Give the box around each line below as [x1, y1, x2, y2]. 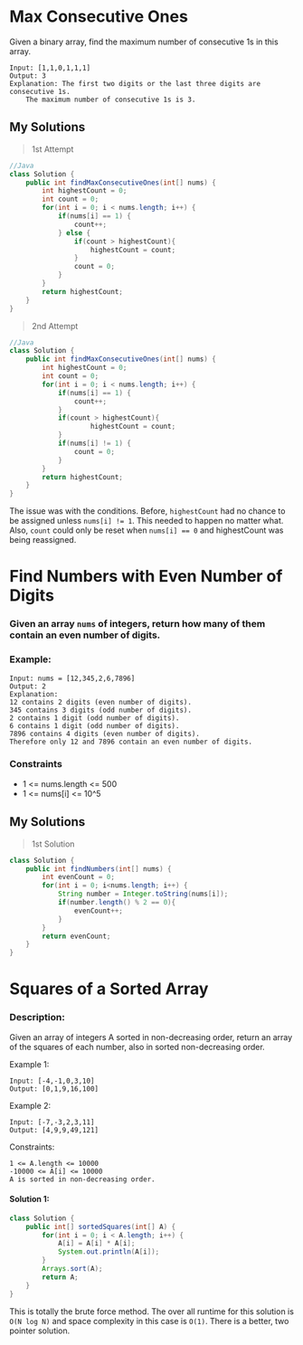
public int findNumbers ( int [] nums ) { [25, 864, 172, 874]
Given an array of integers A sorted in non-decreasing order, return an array [9, 1031, 293, 1042]
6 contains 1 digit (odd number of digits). [9, 721, 180, 730]
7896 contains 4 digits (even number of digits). [9, 729, 201, 738]
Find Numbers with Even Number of [9, 566, 283, 587]
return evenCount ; [42, 932, 111, 941]
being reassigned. [9, 535, 77, 545]
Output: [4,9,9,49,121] [9, 1125, 99, 1134]
